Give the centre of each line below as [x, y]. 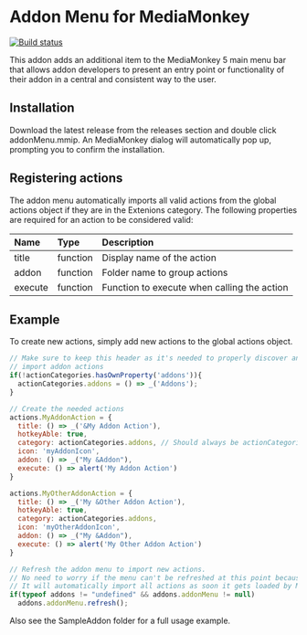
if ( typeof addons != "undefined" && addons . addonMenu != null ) [132, 595]
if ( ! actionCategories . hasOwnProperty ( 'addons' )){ [106, 376]
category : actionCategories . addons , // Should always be [128, 443]
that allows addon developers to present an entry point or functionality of [147, 69]
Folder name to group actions [165, 272]
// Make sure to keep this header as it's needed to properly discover [148, 358]
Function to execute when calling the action [195, 287]
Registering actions [66, 179]
